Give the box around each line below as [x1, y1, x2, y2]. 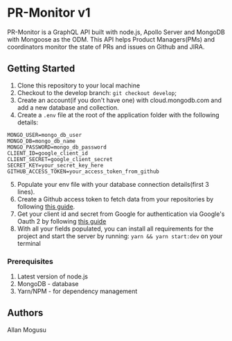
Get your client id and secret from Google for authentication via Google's [17, 210, 225, 218]
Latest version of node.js [17, 272, 89, 281]
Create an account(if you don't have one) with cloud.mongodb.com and [17, 96, 222, 104]
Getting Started [7, 63, 75, 74]
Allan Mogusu [7, 325, 47, 334]
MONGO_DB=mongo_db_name [7, 138, 76, 144]
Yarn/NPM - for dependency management [17, 287, 138, 296]
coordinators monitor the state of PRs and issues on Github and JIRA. [7, 42, 205, 51]
